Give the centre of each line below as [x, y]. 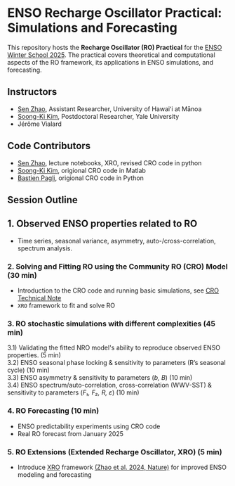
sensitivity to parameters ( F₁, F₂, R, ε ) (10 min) [73, 392]
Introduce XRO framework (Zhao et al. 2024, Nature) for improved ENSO [122, 467]
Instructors [32, 92]
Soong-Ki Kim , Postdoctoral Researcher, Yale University [98, 116]
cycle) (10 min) [29, 370]
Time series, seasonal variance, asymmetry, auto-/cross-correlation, [116, 241]
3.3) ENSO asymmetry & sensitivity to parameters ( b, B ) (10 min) [100, 378]
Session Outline [43, 199]
